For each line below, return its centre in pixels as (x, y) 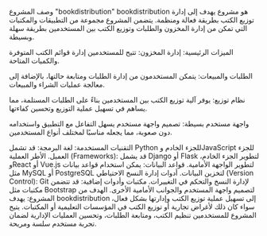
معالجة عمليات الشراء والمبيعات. (57, 84)
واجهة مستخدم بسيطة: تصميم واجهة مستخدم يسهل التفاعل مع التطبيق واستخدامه (129, 124)
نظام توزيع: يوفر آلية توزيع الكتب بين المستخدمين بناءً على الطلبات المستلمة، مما (127, 100)
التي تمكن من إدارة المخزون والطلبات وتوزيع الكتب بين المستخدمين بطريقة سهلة (128, 28)
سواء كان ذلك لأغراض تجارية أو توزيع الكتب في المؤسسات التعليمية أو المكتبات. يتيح (132, 207)
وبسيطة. (22, 37)
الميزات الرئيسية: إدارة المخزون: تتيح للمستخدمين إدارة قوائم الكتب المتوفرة (121, 52)
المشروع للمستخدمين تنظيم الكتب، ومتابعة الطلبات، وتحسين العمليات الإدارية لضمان (133, 215)
